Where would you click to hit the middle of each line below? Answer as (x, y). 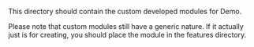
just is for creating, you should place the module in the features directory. (127, 35)
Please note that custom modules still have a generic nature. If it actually (126, 26)
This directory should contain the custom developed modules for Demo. (125, 11)
